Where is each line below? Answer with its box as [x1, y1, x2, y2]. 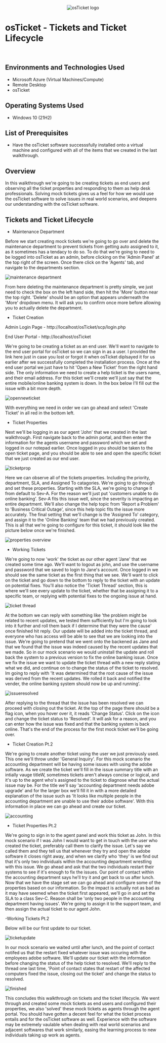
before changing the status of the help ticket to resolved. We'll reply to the [5, 960, 157, 966]
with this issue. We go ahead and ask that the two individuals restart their [5, 864, 154, 869]
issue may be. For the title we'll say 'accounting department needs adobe [5, 782, 155, 788]
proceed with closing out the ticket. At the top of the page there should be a [5, 705, 160, 711]
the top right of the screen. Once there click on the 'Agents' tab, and [5, 259, 144, 265]
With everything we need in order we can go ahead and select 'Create [5, 405, 148, 410]
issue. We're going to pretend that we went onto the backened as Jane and [5, 638, 158, 644]
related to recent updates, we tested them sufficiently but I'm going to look [5, 618, 157, 623]
